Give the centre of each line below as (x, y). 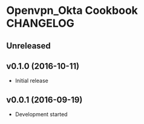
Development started (41, 114)
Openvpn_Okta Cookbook (72, 11)
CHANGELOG (40, 23)
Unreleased (29, 46)
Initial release (31, 81)
